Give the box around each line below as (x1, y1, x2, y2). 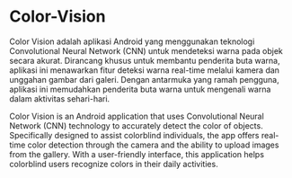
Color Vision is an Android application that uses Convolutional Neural (9, 111, 265, 121)
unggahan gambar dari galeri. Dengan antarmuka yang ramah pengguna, (9, 74, 280, 85)
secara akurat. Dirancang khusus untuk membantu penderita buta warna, (9, 55, 280, 66)
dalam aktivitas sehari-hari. (9, 93, 111, 104)
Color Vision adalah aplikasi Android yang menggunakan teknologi (9, 36, 255, 47)
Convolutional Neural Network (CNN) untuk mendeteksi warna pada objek (9, 45, 283, 56)
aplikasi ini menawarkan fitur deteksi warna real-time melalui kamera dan (9, 65, 280, 76)
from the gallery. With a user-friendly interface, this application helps (9, 148, 265, 159)
